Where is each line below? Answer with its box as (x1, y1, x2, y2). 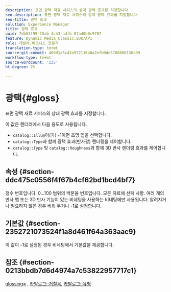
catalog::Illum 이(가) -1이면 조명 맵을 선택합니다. (12, 132, 112, 138)
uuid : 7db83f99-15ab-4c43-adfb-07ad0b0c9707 (5, 31, 102, 36)
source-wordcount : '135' (5, 60, 58, 65)
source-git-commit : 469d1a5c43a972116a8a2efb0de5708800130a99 (5, 50, 140, 55)
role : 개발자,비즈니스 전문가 (5, 41, 59, 46)
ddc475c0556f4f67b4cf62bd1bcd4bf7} (5, 176, 136, 184)
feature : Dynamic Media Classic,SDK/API (5, 36, 93, 41)
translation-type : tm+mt (5, 45, 58, 51)
